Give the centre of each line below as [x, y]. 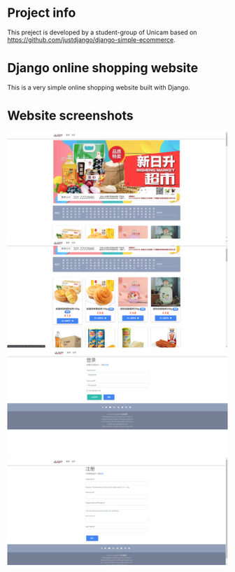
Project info [42, 13]
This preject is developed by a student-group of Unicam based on [102, 32]
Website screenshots [71, 116]
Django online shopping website [103, 68]
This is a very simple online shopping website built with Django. [99, 87]
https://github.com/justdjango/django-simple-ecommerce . [92, 39]
